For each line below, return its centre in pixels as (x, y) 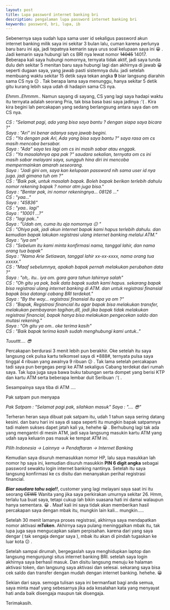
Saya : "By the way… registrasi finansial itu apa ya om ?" (65, 299)
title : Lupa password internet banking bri (52, 15)
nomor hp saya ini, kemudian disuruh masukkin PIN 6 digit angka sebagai (82, 463)
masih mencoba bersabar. (33, 144)
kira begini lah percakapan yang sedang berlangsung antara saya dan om (82, 107)
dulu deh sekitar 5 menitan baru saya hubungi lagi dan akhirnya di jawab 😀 (84, 65)
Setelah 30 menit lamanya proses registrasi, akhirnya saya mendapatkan (81, 520)
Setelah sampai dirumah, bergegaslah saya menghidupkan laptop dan (78, 551)
